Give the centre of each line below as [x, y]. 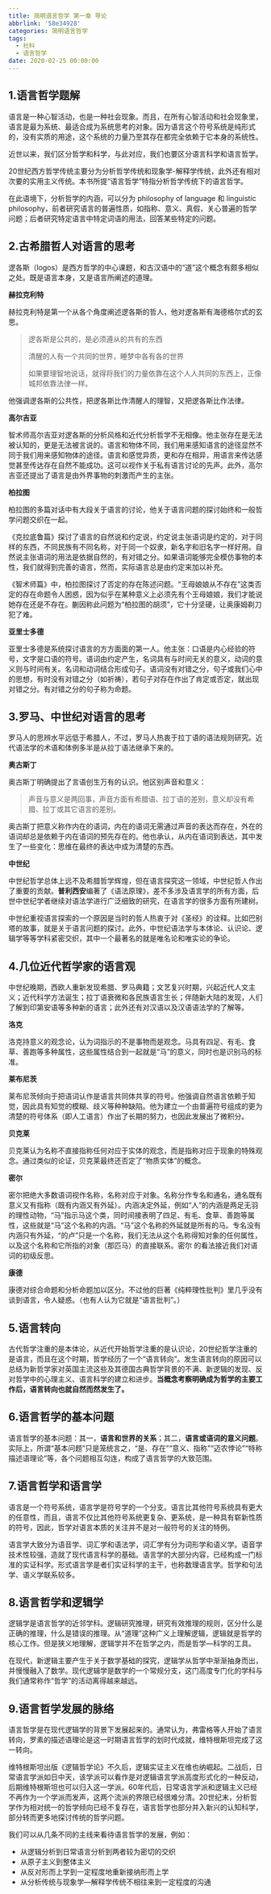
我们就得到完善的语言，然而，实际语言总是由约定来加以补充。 [125, 567]
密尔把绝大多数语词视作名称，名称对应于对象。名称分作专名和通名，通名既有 [135, 1195]
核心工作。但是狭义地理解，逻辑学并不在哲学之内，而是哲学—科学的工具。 [132, 1644]
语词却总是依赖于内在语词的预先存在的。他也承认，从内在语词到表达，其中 [132, 837]
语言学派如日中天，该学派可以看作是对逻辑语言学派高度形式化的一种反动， [139, 1777]
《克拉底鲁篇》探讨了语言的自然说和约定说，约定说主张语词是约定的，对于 [132, 537]
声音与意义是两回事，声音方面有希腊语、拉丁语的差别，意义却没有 [138, 799]
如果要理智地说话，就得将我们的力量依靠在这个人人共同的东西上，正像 [145, 373]
